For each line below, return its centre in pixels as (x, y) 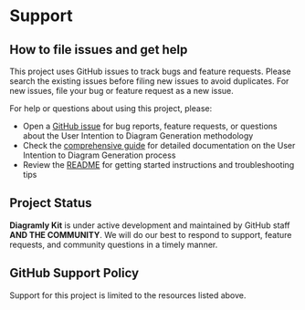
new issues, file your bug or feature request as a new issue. (122, 91)
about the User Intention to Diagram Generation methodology (138, 136)
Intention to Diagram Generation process (99, 155)
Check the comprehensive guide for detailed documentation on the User (159, 145)
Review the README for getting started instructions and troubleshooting (158, 165)
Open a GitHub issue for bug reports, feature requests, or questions (150, 126)
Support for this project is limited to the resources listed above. (128, 295)
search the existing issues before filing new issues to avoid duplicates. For (149, 81)
